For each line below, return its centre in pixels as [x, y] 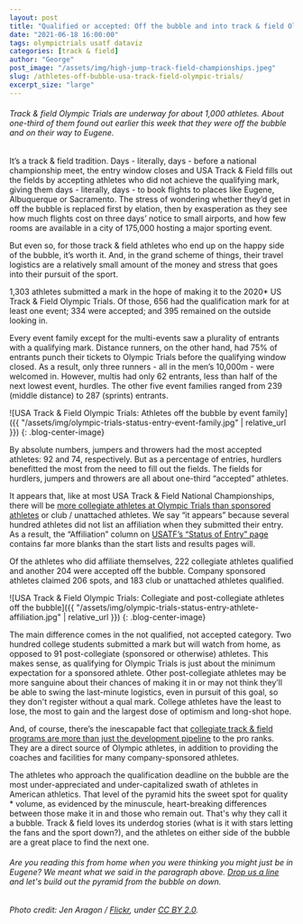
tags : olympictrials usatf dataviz [76, 43]
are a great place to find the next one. [79, 842]
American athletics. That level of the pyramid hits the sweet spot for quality [149, 794]
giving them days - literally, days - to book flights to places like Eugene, [142, 189]
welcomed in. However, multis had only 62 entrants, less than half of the [143, 376]
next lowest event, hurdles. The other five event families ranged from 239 [146, 385]
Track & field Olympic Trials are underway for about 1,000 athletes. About [147, 114]
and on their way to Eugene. [62, 133]
